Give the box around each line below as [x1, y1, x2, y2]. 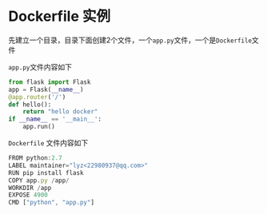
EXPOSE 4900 [8, 191, 48, 200]
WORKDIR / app [8, 184, 52, 192]
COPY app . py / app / [8, 176, 70, 184]
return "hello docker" [22, 108, 98, 116]
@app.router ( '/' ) [8, 93, 66, 101]
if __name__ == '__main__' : [8, 115, 102, 124]
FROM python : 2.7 [8, 154, 62, 162]
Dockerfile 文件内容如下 [8, 138, 89, 148]
